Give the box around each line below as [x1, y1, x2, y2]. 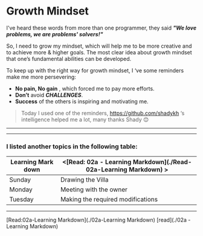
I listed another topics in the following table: [6, 142, 138, 150]
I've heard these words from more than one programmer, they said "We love [6, 24, 197, 31]
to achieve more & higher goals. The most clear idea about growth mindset [6, 48, 192, 56]
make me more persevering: [6, 73, 77, 80]
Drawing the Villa [60, 176, 109, 184]
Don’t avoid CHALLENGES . [14, 91, 83, 98]
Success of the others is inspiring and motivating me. [14, 98, 149, 105]
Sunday [9, 176, 31, 184]
